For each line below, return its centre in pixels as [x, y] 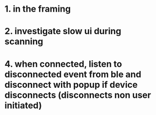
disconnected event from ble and [73, 74]
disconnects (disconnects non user [78, 95]
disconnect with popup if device [71, 85]
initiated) [23, 105]
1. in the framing [38, 9]
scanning [24, 42]
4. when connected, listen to [63, 64]
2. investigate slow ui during [63, 31]
